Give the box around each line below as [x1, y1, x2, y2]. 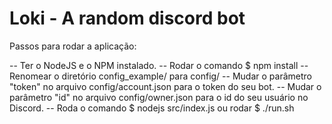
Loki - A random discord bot [9, 7, 246, 30]
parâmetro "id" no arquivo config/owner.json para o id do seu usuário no [9, 91, 309, 103]
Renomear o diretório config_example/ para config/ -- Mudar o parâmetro [9, 70, 312, 82]
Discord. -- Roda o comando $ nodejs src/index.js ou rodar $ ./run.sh [9, 102, 295, 114]
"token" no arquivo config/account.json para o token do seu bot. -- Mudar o [9, 80, 322, 92]
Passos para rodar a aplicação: [9, 40, 137, 52]
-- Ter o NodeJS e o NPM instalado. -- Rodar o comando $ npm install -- [9, 59, 309, 71]
